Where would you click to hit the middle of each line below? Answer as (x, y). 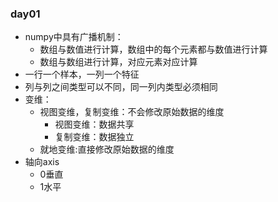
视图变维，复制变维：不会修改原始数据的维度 (132, 112)
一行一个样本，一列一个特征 (82, 74)
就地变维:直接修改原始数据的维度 (107, 149)
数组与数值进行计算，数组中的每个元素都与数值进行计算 (153, 49)
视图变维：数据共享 (94, 124)
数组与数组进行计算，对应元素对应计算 (118, 62)
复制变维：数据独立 (94, 137)
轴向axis (42, 162)
